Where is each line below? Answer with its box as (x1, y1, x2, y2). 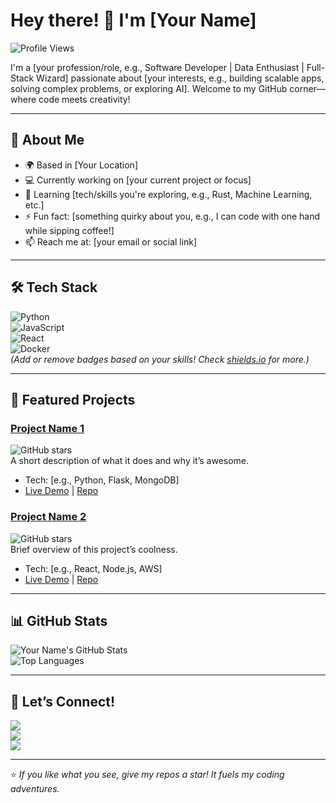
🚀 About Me (10, 132, 85, 149)
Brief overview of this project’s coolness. (10, 543, 178, 555)
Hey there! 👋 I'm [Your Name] (10, 9, 257, 32)
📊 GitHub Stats (10, 612, 108, 629)
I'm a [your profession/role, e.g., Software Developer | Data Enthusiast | (10, 61, 305, 73)
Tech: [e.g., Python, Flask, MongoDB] (24, 474, 180, 486)
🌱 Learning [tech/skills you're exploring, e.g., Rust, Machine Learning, (24, 188, 313, 200)
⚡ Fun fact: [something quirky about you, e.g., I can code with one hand (24, 210, 321, 222)
